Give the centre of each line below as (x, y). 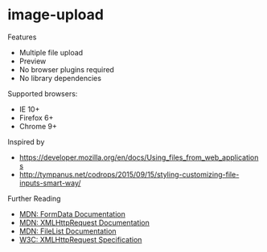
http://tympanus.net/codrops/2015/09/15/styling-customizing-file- (129, 174)
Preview (33, 61)
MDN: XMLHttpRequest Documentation (84, 222)
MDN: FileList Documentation (68, 231)
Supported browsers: (43, 93)
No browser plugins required (66, 69)
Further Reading (34, 198)
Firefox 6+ (36, 117)
